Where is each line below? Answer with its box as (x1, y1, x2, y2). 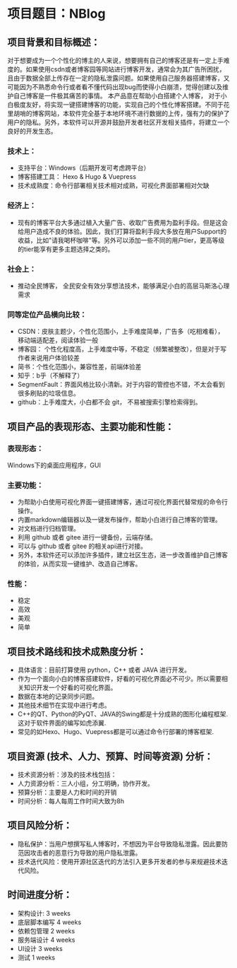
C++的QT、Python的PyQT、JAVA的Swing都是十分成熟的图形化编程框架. (17, 710, 229, 718)
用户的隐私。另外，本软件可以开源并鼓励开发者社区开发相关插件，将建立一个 (7, 118, 230, 127)
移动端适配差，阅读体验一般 (17, 336, 99, 344)
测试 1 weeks (17, 953, 55, 962)
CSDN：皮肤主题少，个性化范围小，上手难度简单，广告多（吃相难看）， (17, 327, 224, 336)
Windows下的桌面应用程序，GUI (7, 460, 101, 470)
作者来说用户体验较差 (17, 354, 80, 362)
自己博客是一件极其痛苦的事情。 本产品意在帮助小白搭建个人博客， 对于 (13, 92, 221, 100)
